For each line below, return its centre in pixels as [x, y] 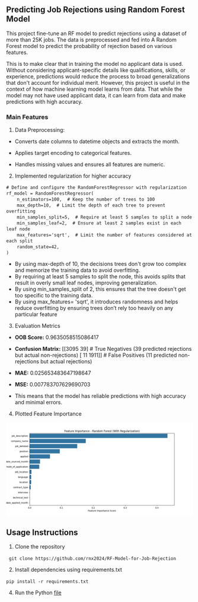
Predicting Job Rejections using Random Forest [95, 10]
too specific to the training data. [54, 296]
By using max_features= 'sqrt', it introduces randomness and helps [96, 302]
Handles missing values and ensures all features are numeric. [90, 164]
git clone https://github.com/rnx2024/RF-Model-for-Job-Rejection [92, 558]
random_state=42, [38, 247]
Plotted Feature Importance [48, 414]
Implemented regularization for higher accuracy [73, 176]
